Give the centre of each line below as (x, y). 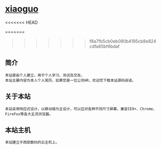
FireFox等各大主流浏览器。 (29, 114)
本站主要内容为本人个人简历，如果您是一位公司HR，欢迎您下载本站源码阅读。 (70, 80)
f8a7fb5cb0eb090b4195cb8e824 (123, 41)
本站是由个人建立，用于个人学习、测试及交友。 (45, 75)
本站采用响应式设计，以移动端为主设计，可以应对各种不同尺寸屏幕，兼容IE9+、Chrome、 (81, 109)
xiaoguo (22, 9)
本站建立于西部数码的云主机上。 (32, 142)
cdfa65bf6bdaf (105, 46)
